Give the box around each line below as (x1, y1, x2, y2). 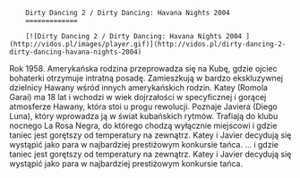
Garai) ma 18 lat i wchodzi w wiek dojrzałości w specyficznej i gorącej (9, 92, 267, 102)
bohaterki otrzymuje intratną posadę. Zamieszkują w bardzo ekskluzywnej (9, 72, 284, 83)
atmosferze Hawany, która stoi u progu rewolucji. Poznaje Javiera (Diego (9, 101, 278, 112)
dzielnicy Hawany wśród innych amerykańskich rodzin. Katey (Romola (9, 82, 269, 93)
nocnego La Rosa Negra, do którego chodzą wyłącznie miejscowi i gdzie (9, 121, 278, 131)
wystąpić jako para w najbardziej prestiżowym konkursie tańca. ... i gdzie (9, 140, 279, 149)
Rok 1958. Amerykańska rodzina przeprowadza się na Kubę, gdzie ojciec (9, 64, 278, 73)
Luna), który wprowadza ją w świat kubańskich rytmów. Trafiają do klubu (9, 111, 279, 121)
